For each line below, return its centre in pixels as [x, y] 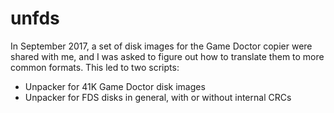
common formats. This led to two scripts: [95, 67]
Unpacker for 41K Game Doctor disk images [115, 86]
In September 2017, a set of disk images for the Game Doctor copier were [161, 46]
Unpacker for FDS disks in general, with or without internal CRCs [158, 97]
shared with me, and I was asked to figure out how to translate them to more [167, 56]
